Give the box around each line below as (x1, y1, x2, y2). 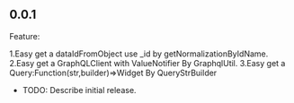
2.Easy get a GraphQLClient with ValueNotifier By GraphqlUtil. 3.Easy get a (9, 57, 286, 68)
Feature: (9, 30, 40, 41)
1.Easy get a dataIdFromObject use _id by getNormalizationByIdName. (9, 48, 269, 59)
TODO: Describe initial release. (22, 84, 137, 95)
